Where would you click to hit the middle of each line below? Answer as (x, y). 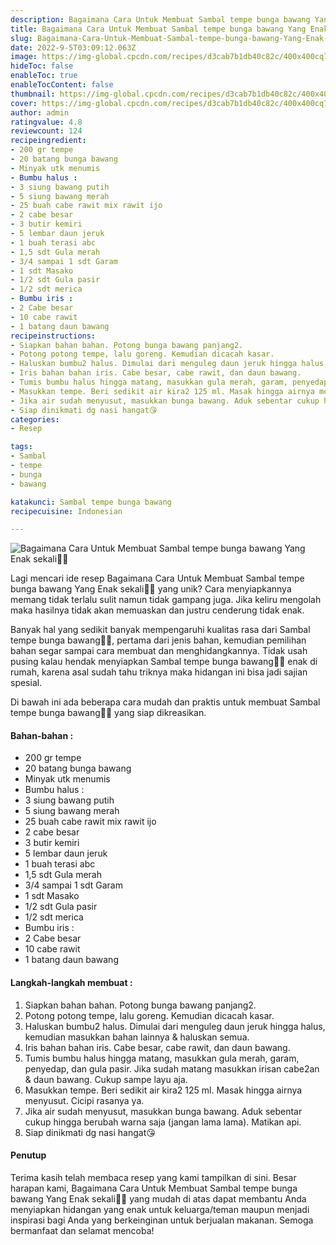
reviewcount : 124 (46, 131)
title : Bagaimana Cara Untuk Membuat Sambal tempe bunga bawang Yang (158, 29)
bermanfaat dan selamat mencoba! (82, 1230)
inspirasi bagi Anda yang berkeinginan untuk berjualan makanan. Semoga (162, 1220)
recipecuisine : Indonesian (66, 511)
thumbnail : (33, 94)
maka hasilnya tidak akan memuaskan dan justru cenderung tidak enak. (157, 610)
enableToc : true (44, 76)
